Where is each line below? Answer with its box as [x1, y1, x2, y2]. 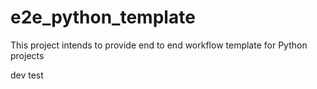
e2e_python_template [10, 6, 196, 29]
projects [10, 49, 45, 61]
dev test [10, 69, 44, 81]
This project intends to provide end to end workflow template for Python [10, 39, 308, 51]
